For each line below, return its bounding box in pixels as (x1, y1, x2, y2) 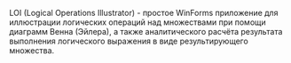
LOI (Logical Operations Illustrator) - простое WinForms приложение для (9, 8, 279, 18)
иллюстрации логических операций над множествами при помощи (9, 17, 266, 28)
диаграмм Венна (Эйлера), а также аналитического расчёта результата (9, 27, 283, 36)
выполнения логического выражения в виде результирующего (9, 35, 248, 46)
